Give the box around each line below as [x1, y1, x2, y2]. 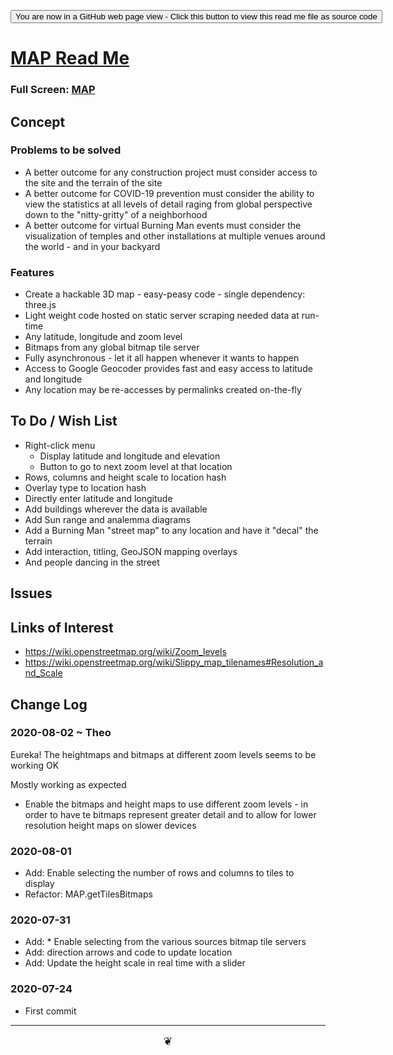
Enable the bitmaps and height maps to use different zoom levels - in [24, 798, 309, 810]
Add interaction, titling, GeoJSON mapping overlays [24, 545, 238, 557]
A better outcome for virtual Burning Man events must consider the [24, 219, 302, 231]
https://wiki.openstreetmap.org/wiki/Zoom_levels [24, 646, 227, 658]
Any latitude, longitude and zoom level [24, 331, 183, 343]
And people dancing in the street [24, 556, 160, 568]
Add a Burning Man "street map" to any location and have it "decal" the [24, 524, 319, 536]
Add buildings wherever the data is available [24, 503, 208, 515]
